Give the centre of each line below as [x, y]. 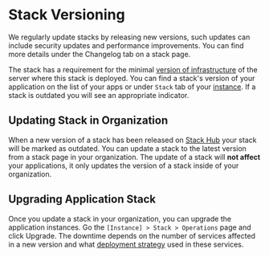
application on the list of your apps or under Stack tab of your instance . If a [132, 87]
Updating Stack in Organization [88, 121]
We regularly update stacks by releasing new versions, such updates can [129, 37]
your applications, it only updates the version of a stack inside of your [124, 165]
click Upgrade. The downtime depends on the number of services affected [132, 235]
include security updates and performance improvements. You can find [126, 45]
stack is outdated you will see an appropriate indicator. [99, 95]
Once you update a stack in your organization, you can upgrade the [120, 218]
